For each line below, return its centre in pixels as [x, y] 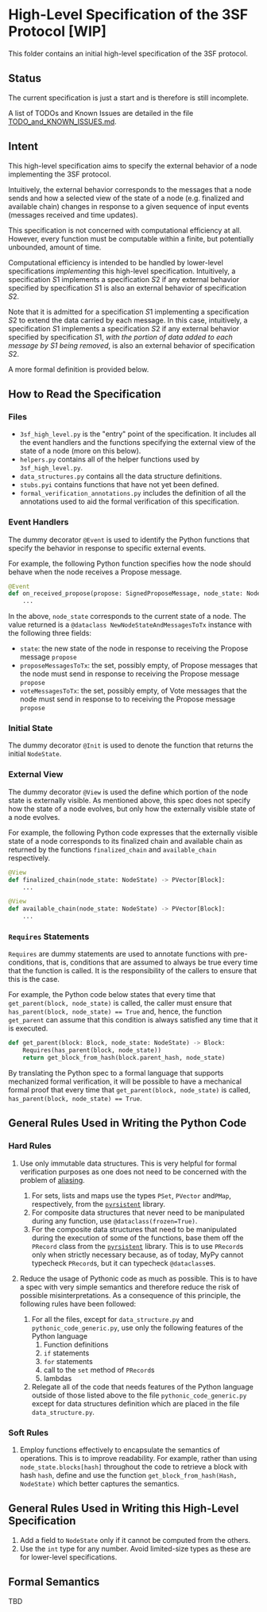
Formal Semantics [54, 1582]
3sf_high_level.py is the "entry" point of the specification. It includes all [138, 434]
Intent [23, 147]
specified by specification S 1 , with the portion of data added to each [120, 337]
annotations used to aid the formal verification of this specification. [130, 501]
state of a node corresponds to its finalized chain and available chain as [126, 841]
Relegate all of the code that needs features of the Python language [143, 1386]
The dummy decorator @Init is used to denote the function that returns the [131, 745]
